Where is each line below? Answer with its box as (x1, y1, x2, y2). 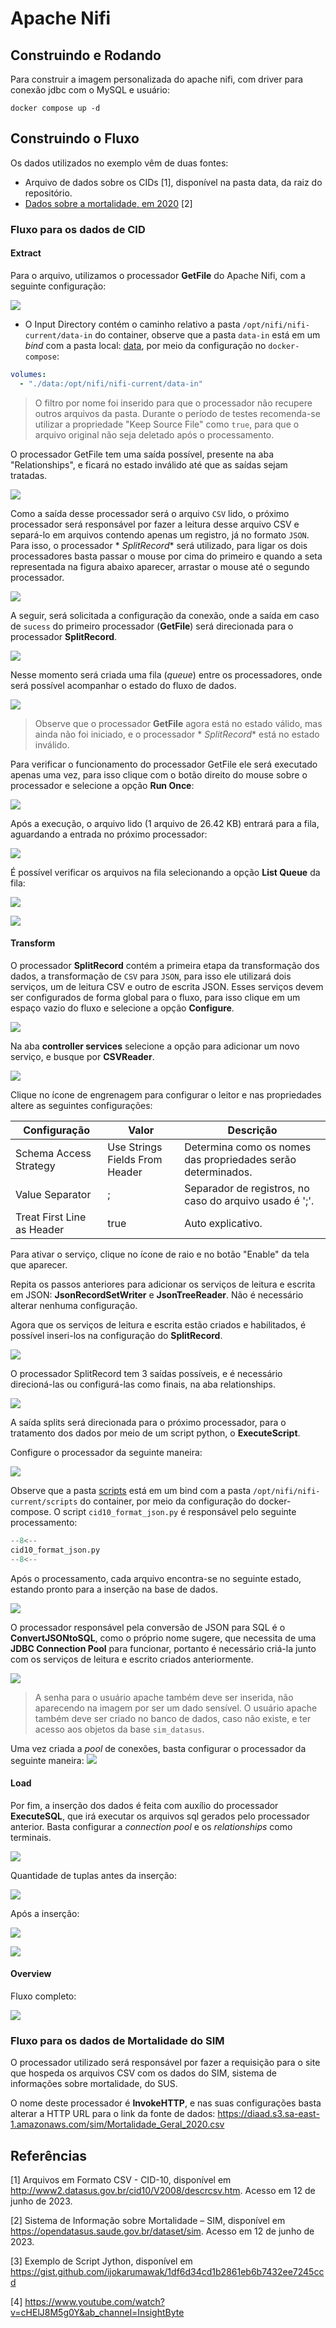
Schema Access (15, 1146, 92, 1160)
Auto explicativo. (184, 1216, 263, 1230)
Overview (10, 1968, 52, 1980)
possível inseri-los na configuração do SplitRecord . (10, 1329, 223, 1341)
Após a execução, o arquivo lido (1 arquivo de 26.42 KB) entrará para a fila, (10, 817, 320, 829)
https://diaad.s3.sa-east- (217, 2108, 320, 2120)
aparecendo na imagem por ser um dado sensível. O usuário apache (34, 1702, 318, 1714)
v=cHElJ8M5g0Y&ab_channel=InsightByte (10, 2307, 185, 2319)
